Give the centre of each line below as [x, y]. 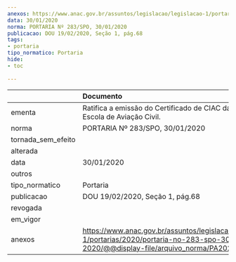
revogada [26, 207]
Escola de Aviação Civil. [122, 116]
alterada [25, 151]
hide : [15, 60]
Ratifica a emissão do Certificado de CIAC [152, 108]
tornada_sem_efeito [43, 139]
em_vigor [26, 219]
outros [22, 174]
